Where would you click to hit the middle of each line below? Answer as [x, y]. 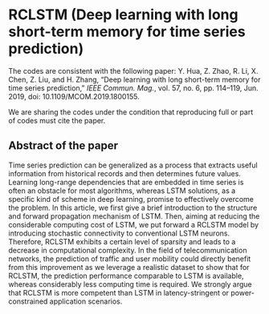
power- [243, 292]
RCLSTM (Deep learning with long [123, 15]
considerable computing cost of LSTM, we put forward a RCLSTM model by [134, 224]
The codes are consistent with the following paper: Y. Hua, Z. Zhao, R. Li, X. [133, 70]
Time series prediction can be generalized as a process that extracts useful [133, 165]
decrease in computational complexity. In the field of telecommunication [128, 250]
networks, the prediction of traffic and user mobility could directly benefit [130, 259]
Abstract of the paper [63, 146]
